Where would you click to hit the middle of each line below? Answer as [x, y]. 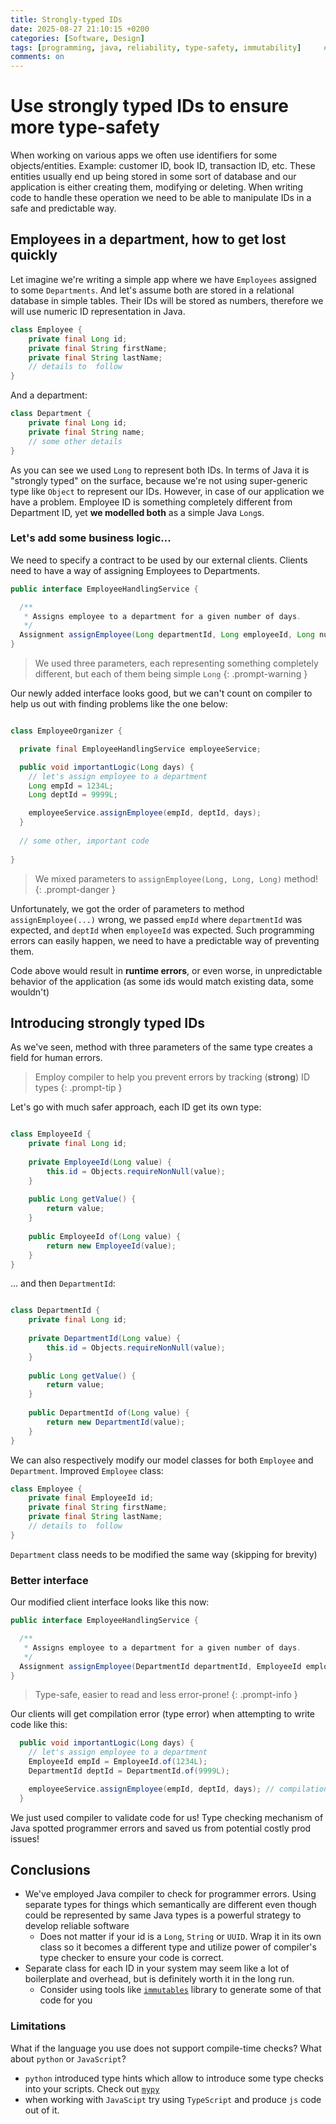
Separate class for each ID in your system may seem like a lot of [157, 1968]
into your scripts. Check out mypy [92, 2088]
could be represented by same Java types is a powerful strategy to [163, 1915]
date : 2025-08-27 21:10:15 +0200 [80, 29]
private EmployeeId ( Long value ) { [100, 1162]
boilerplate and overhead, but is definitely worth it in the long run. [159, 1979]
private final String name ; [86, 432]
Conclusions [50, 1870]
